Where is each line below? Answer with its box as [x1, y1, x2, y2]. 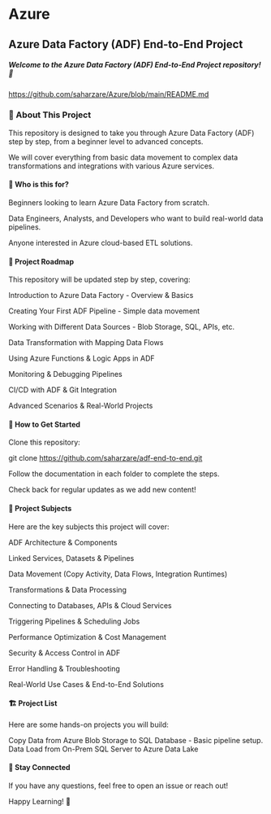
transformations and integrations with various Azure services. [8, 160, 215, 171]
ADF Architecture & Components [8, 537, 118, 547]
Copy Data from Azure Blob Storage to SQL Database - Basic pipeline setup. [8, 735, 264, 745]
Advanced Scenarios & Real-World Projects [8, 400, 153, 411]
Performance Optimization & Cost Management [8, 632, 166, 641]
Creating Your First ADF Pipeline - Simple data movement [8, 306, 200, 316]
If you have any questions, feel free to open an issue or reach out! [8, 781, 229, 790]
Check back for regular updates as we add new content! [8, 485, 196, 495]
